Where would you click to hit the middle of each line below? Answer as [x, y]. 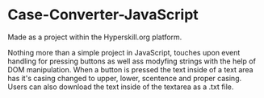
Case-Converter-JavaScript [103, 15]
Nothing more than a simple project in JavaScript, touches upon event [124, 52]
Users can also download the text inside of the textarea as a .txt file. [121, 87]
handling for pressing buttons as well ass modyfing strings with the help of [132, 61]
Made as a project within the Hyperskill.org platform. [95, 37]
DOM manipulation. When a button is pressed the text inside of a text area [130, 69]
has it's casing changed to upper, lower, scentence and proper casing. [125, 78]
